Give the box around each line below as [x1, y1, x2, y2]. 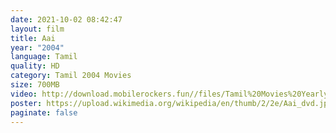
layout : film [10, 24, 65, 34]
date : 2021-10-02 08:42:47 [10, 14, 123, 25]
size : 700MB [10, 80, 60, 90]
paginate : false [10, 107, 78, 118]
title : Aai [10, 33, 56, 43]
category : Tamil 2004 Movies [10, 71, 132, 81]
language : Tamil [10, 52, 78, 62]
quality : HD [10, 61, 60, 71]
